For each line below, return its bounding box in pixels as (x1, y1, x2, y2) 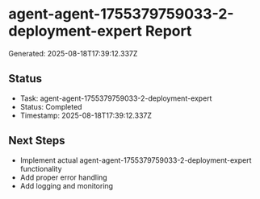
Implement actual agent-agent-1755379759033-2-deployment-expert (19, 155, 252, 165)
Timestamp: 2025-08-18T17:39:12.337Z (19, 110, 152, 120)
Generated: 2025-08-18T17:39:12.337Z (8, 48, 138, 58)
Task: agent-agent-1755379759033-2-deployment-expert (19, 93, 212, 103)
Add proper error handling (19, 172, 107, 182)
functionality (19, 164, 62, 173)
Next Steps (8, 134, 65, 147)
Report (145, 22, 192, 40)
